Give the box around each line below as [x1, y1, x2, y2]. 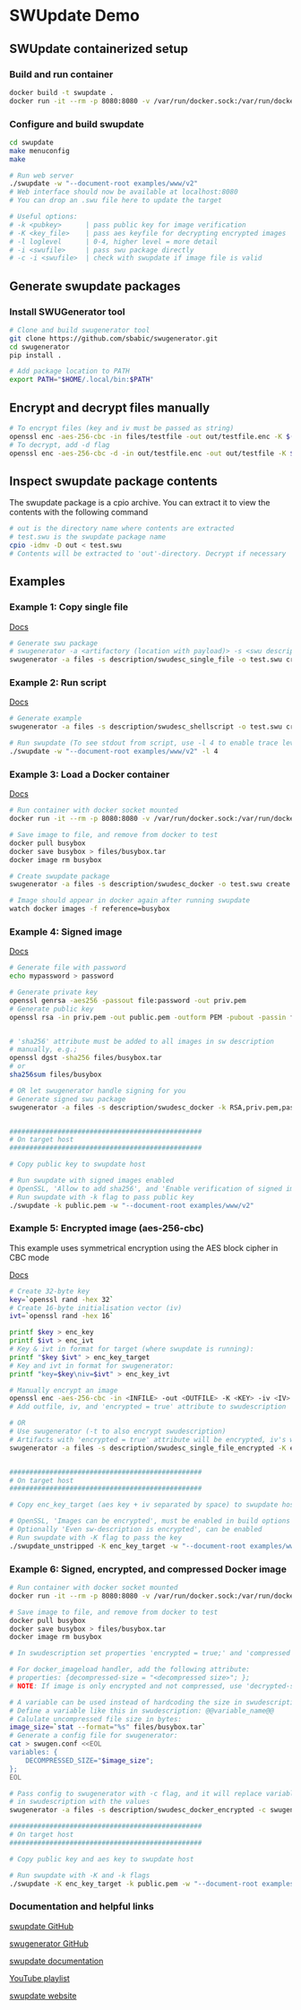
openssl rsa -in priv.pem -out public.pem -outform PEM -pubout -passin [9, 1013, 287, 1022]
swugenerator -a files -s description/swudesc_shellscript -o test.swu [9, 722, 282, 731]
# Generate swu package [9, 638, 99, 648]
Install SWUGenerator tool [9, 306, 125, 318]
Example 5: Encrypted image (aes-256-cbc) [9, 1222, 204, 1235]
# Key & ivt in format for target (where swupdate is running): [9, 1345, 254, 1354]
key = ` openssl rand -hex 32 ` [9, 1295, 115, 1304]
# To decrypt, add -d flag [9, 440, 110, 449]
